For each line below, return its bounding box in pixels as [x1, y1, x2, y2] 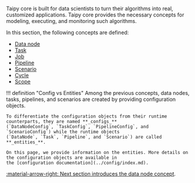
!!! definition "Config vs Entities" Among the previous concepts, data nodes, [6, 90, 190, 96]
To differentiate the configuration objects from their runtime [6, 113, 167, 119]
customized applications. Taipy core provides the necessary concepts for [6, 11, 184, 18]
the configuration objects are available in [6, 155, 117, 161]
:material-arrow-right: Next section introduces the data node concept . [6, 171, 176, 177]
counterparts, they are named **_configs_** [6, 119, 117, 125]
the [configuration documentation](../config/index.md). [6, 160, 149, 166]
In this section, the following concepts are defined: [6, 29, 129, 36]
